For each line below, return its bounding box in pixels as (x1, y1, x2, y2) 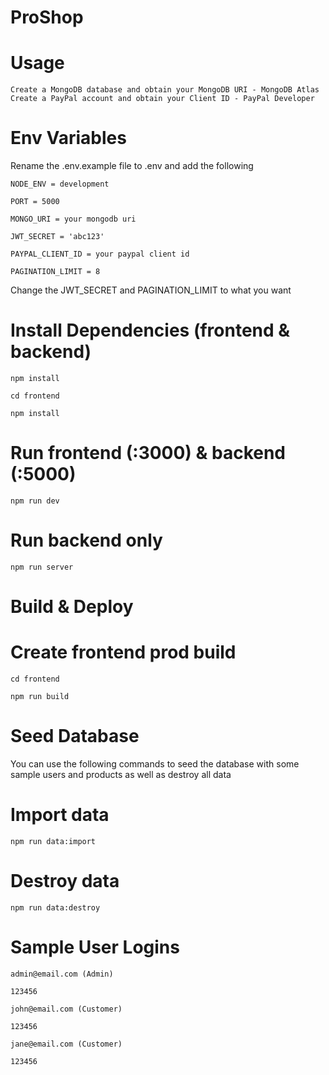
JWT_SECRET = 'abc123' (10, 232, 105, 242)
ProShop (10, 6, 84, 29)
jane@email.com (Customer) (10, 1039, 123, 1049)
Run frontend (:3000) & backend (10, 442, 287, 465)
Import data (10, 804, 110, 826)
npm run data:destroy (10, 902, 101, 913)
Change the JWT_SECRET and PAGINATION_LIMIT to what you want (10, 284, 292, 296)
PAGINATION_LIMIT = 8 (10, 267, 101, 277)
